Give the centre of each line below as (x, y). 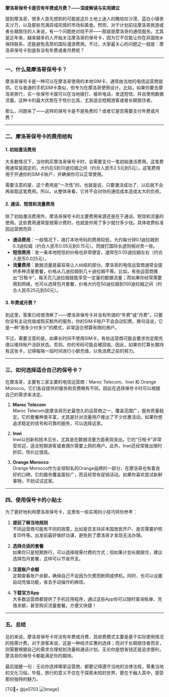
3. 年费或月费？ (21, 302)
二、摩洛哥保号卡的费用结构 (39, 137)
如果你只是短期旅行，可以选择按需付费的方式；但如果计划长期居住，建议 (87, 552)
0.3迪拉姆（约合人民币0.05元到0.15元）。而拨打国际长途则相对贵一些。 (85, 246)
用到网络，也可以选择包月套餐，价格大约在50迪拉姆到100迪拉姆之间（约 (87, 284)
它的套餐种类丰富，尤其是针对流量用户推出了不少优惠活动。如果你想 (92, 417)
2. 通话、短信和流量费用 (30, 204)
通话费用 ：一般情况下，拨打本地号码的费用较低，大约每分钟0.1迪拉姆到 (86, 239)
